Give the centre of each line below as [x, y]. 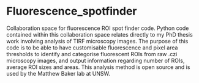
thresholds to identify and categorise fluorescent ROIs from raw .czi [92, 54]
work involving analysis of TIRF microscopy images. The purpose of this [97, 41]
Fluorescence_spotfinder [72, 11]
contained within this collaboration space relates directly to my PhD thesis [99, 34]
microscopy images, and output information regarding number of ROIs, [96, 60]
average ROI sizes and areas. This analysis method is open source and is [98, 67]
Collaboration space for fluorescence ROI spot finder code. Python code [98, 28]
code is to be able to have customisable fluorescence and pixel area [92, 48]
